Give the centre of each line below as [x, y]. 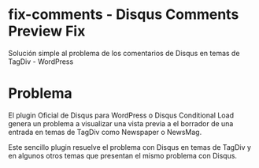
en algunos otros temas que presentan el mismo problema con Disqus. [123, 155]
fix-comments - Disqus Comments [124, 15]
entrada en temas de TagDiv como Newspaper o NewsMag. [105, 132]
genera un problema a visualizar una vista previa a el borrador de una [121, 123]
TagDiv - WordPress [41, 62]
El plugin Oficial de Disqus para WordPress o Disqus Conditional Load [121, 115]
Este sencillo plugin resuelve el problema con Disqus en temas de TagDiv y [130, 147]
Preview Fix [47, 31]
